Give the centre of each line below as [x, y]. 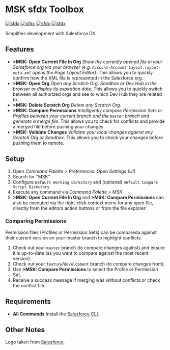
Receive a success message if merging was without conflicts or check [86, 280]
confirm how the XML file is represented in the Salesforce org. [78, 78]
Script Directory [31, 187]
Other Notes [25, 330]
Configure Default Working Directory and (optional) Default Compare [85, 182]
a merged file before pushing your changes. [59, 126]
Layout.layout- [145, 67]
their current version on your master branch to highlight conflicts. [74, 237]
